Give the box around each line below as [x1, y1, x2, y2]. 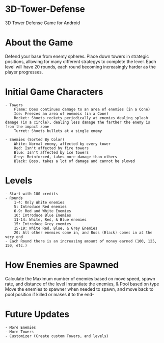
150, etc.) [5, 243, 27, 248]
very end [5, 234, 23, 240]
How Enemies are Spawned [5, 259, 119, 271]
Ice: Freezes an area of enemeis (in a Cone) [14, 111, 109, 116]
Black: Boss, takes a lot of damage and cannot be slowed [14, 159, 135, 164]
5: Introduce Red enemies [14, 204, 67, 209]
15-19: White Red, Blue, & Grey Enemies [14, 226, 98, 231]
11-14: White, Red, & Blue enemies [14, 217, 87, 222]
